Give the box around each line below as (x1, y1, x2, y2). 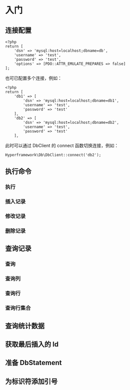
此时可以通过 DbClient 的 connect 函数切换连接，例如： (5, 143, 119, 148)
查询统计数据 (5, 322, 45, 330)
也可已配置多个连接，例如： (5, 75, 62, 81)
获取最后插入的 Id (5, 340, 59, 349)
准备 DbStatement (5, 359, 62, 367)
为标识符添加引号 (5, 377, 58, 386)
